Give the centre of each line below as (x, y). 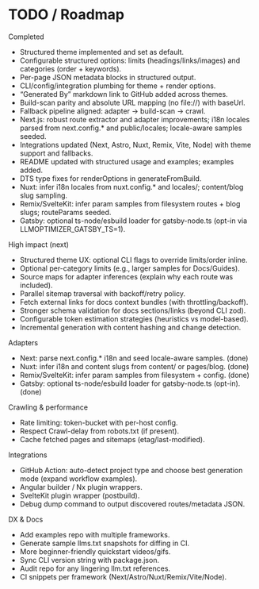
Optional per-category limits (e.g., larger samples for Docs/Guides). (129, 268)
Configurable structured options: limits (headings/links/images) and (129, 60)
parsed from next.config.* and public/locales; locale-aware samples (131, 128)
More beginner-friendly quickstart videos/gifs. (95, 551)
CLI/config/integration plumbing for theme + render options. (118, 86)
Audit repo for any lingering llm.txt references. (95, 568)
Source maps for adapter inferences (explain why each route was (126, 276)
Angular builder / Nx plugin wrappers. (81, 487)
